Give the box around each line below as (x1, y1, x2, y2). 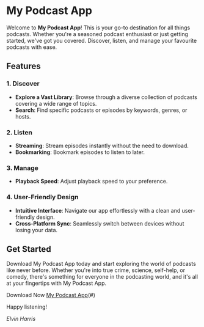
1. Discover (6, 79, 40, 88)
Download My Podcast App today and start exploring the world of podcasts (6, 260, 197, 268)
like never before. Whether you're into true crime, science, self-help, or (6, 266, 185, 274)
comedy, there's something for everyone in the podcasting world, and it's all (6, 273, 199, 281)
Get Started (6, 244, 51, 254)
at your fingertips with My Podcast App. (6, 279, 107, 287)
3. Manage (6, 163, 38, 172)
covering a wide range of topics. (15, 100, 97, 107)
